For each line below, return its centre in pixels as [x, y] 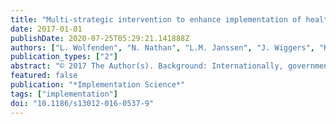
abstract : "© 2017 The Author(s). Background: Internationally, [147, 66]
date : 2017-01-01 [46, 29]
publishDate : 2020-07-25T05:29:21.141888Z [100, 38]
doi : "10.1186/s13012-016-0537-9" [82, 103]
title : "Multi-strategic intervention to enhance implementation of [156, 19]
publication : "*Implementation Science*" [98, 85]
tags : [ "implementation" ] [64, 94]
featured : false [44, 76]
